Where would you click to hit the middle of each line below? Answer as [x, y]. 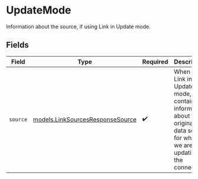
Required [155, 61]
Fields [18, 45]
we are [183, 145]
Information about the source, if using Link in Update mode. [78, 26]
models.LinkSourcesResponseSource [85, 120]
